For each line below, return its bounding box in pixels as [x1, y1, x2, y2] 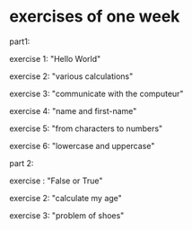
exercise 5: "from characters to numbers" [9, 123, 163, 134]
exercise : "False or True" [9, 175, 103, 186]
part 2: [9, 157, 34, 168]
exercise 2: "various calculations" [9, 70, 134, 82]
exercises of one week [9, 6, 180, 27]
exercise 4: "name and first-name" [9, 105, 137, 116]
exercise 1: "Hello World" [9, 53, 101, 64]
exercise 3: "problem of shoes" [9, 209, 125, 221]
